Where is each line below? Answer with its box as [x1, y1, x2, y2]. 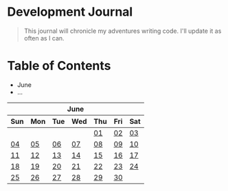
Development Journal [7, 4, 133, 20]
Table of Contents [7, 58, 111, 74]
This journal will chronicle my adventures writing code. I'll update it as [23, 27, 222, 35]
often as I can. [23, 34, 65, 42]
